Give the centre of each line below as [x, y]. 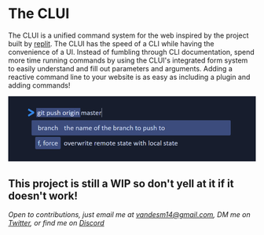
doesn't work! [43, 195]
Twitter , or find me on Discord [56, 223]
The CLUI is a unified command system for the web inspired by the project [128, 35]
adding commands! [39, 85]
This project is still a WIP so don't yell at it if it [121, 184]
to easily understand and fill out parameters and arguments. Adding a [121, 68]
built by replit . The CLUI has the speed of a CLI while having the [111, 43]
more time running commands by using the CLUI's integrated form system [128, 60]
